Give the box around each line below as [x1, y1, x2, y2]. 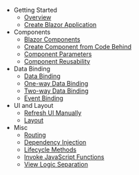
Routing [23, 131, 46, 139]
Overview [23, 13, 52, 21]
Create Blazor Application [23, 21, 97, 28]
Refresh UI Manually [23, 109, 82, 117]
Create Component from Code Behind [23, 43, 132, 50]
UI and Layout [13, 102, 54, 109]
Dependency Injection [23, 138, 87, 146]
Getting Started [13, 6, 57, 14]
